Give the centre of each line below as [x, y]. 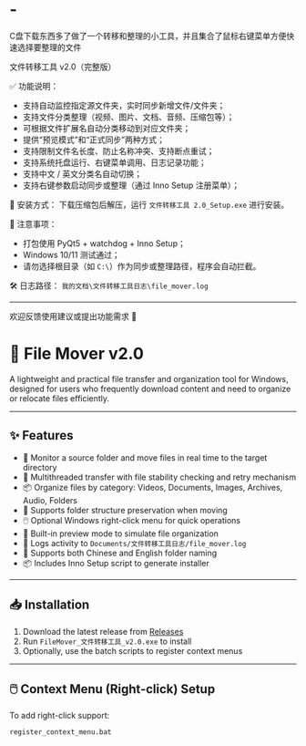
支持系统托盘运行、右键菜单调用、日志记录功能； [114, 162]
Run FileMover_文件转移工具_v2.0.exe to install [107, 641]
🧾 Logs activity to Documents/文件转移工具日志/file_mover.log [134, 543]
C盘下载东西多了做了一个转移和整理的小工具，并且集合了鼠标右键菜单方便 [148, 36]
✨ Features [41, 435]
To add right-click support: [60, 716]
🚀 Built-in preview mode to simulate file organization [120, 534]
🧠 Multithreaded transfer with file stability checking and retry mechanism [159, 477]
